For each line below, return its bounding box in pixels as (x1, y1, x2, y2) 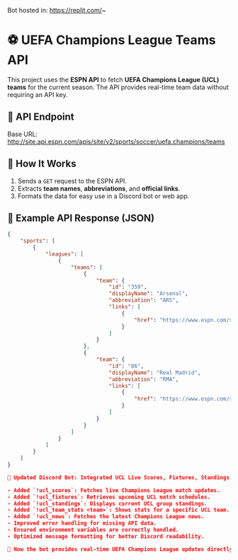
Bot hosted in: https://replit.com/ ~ (7, 6, 106, 14)
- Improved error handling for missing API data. (7, 520, 157, 527)
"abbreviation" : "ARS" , (108, 297, 179, 304)
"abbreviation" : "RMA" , (108, 375, 179, 383)
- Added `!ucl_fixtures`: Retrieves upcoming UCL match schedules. (7, 493, 211, 501)
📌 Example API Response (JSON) (7, 212, 154, 224)
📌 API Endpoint (7, 111, 74, 123)
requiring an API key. (7, 90, 68, 98)
